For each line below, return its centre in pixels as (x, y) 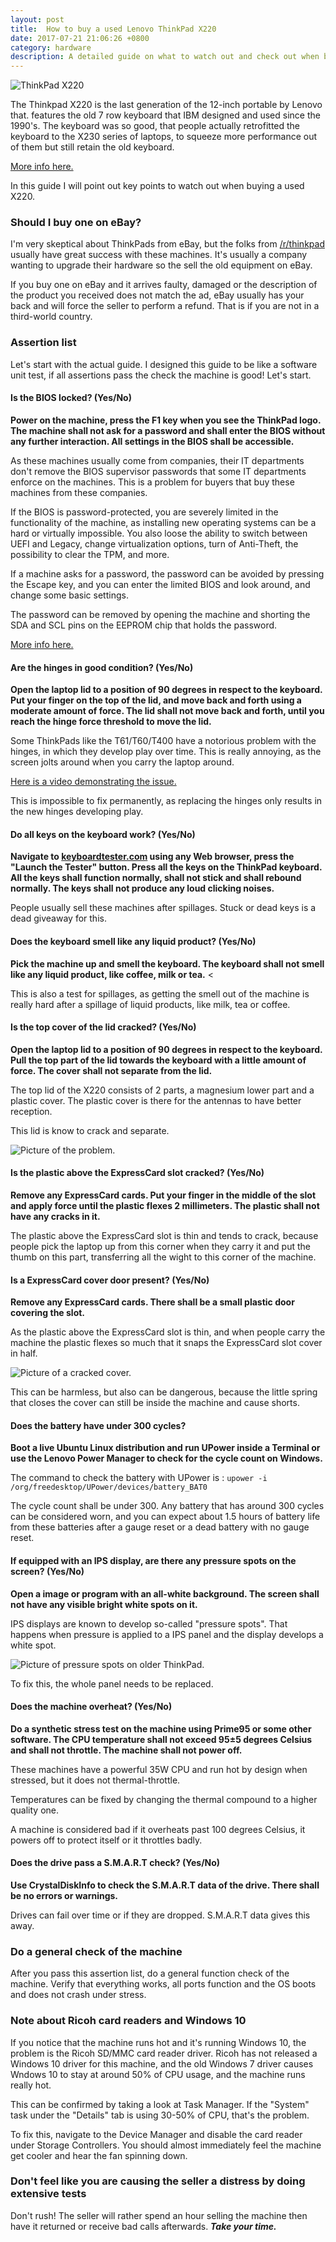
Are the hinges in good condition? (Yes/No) (102, 667)
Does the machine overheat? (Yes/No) (91, 1707)
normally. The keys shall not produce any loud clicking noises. (142, 888)
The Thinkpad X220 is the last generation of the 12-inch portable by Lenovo (166, 105)
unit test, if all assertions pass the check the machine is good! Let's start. (161, 375)
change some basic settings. (69, 595)
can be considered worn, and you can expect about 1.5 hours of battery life (165, 1517)
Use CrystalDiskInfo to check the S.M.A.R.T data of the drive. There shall (165, 1885)
